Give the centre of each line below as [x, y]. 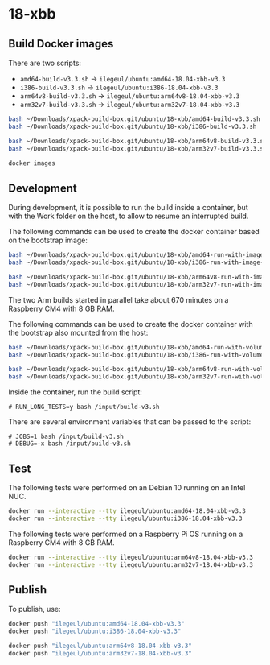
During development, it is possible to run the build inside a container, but [128, 208]
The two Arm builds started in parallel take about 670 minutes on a [119, 299]
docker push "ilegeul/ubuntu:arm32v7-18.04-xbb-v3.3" [100, 653]
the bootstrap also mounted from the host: [78, 332]
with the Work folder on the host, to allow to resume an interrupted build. [129, 216]
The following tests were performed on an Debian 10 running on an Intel [127, 487]
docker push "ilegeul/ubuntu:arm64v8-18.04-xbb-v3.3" [100, 646]
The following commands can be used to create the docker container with [131, 324]
